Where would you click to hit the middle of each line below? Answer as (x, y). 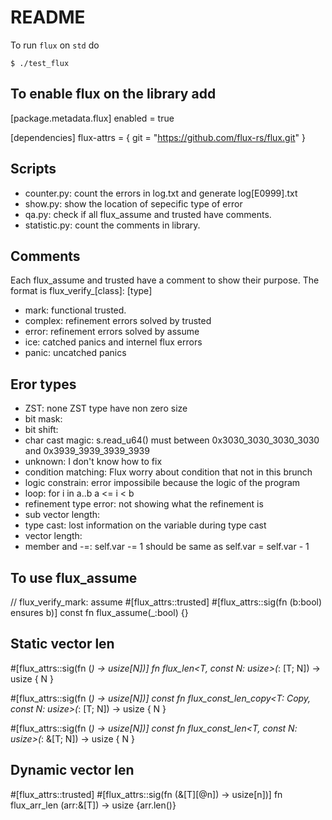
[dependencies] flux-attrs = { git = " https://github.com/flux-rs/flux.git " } (158, 137)
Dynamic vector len (72, 770)
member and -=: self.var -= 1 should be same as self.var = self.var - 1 (167, 547)
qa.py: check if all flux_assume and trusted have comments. (148, 214)
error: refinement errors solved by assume (112, 332)
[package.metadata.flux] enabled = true (92, 118)
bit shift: (41, 430)
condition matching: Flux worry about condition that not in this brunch (168, 472)
